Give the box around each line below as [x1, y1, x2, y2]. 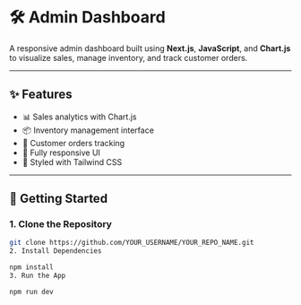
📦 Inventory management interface [21, 125, 155, 135]
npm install [9, 263, 54, 272]
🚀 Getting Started [9, 191, 108, 206]
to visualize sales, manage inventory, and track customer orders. [9, 52, 248, 63]
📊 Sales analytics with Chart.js [21, 111, 137, 122]
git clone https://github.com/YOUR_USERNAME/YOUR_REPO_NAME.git [9, 239, 254, 248]
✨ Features [9, 87, 73, 102]
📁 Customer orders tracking [21, 137, 125, 148]
